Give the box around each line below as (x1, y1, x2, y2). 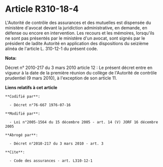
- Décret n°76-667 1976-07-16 (9, 102, 71, 107)
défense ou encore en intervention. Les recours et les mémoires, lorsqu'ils (5, 30, 155, 36)
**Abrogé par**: (5, 132, 38, 138)
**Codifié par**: (5, 94, 41, 99)
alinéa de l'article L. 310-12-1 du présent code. (5, 46, 98, 51)
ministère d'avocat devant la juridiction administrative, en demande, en (5, 24, 147, 30)
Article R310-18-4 (5, 3, 79, 15)
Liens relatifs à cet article (5, 84, 58, 90)
